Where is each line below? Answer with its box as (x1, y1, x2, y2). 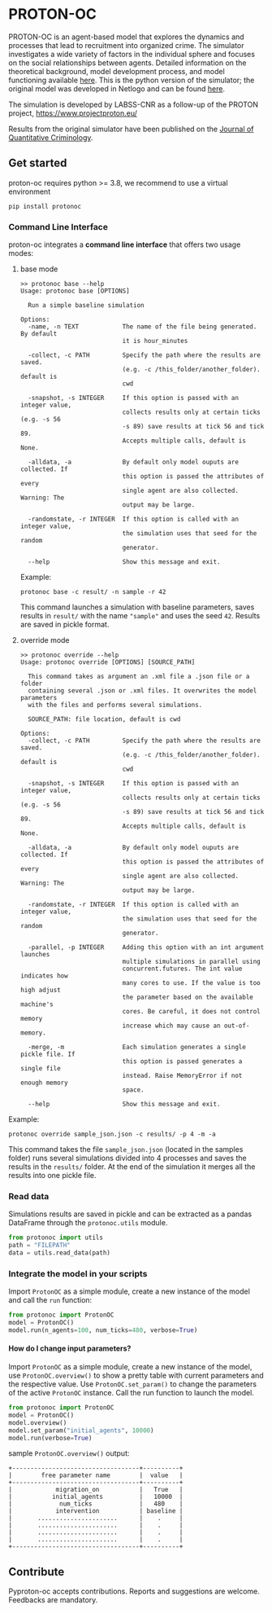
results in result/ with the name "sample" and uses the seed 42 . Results (19, 611, 261, 621)
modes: (8, 248, 34, 258)
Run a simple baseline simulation (28, 301, 145, 310)
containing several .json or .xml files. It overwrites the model (28, 687, 257, 695)
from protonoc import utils (8, 1233, 104, 1242)
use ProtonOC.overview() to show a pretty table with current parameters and (8, 1370, 264, 1381)
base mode (19, 264, 58, 274)
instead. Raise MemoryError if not (122, 1072, 243, 1080)
